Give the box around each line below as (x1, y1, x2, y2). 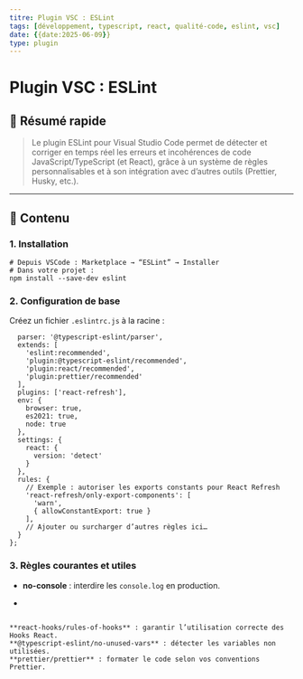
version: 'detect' (32, 451, 103, 461)
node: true (25, 420, 67, 429)
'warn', (32, 499, 63, 508)
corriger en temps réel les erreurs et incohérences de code (31, 146, 252, 158)
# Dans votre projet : (9, 266, 95, 275)
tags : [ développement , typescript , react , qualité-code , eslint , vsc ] (9, 22, 280, 31)
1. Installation (9, 237, 69, 250)
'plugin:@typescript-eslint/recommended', (25, 356, 188, 366)
